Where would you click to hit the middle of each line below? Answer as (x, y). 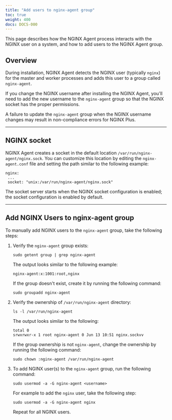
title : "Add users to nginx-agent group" (50, 10)
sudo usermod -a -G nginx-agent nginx (54, 402)
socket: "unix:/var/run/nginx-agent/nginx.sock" (60, 182)
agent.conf (17, 164)
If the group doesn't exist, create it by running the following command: (87, 283)
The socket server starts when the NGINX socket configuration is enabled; (84, 191)
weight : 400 (18, 19)
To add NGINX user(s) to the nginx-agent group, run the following (82, 368)
